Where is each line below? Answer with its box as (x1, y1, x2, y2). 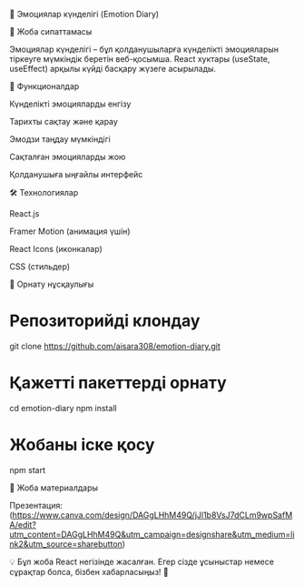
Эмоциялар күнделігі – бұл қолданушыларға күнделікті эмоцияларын (9, 44, 279, 55)
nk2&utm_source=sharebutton (9, 538, 123, 550)
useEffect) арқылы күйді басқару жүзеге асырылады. (9, 64, 216, 74)
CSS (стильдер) (9, 261, 71, 272)
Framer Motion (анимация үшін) (9, 226, 131, 237)
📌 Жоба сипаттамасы (9, 26, 93, 36)
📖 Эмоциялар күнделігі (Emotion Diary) (9, 9, 160, 19)
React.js (9, 208, 40, 218)
